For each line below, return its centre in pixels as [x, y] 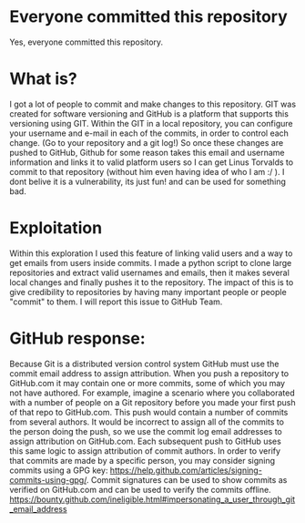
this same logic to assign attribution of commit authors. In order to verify [145, 451]
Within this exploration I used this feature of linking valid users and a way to [151, 253]
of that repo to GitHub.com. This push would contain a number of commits [149, 412]
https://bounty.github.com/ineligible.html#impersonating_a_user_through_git [152, 499]
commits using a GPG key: [59, 470]
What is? [43, 79]
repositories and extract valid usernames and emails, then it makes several [149, 272]
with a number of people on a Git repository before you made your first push [152, 402]
